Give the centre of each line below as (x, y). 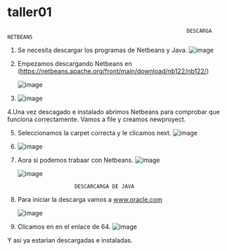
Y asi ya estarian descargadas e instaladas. (70, 240)
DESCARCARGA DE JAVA (104, 186)
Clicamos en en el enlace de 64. (64, 226)
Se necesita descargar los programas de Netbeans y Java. (102, 50)
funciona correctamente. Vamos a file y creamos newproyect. (97, 119)
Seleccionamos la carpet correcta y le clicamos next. (94, 133)
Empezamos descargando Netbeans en (74, 63)
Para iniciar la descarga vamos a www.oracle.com (90, 199)
